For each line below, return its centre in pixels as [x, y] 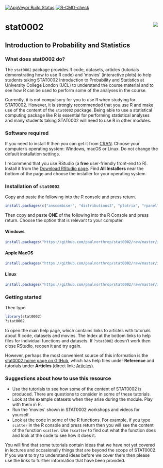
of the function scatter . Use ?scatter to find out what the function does [84, 430]
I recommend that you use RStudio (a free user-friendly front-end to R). [76, 164]
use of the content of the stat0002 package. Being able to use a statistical [79, 110]
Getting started [24, 297]
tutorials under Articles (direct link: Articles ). [50, 366]
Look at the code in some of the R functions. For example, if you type [81, 420]
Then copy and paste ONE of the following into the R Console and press [77, 215]
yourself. [21, 414]
